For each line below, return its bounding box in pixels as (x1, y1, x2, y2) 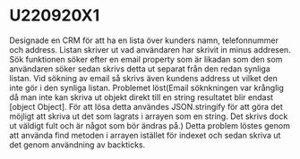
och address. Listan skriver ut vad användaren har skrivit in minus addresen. (9, 44, 291, 54)
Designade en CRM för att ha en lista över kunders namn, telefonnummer (9, 35, 279, 46)
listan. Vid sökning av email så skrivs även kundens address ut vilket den (9, 72, 278, 83)
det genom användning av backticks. (9, 139, 146, 150)
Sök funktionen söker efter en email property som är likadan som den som (9, 54, 283, 64)
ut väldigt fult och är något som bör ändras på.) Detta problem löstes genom (9, 120, 291, 130)
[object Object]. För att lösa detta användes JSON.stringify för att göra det (9, 101, 284, 112)
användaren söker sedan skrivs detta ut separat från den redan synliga (9, 63, 270, 74)
